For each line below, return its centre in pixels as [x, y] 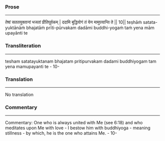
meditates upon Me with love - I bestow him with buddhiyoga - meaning [78, 128]
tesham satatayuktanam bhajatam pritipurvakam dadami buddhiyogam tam [81, 61]
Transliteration [23, 46]
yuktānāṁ [15, 28]
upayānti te [16, 33]
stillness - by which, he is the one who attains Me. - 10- [61, 133]
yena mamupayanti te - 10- [32, 66]
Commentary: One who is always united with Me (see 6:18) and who [74, 123]
